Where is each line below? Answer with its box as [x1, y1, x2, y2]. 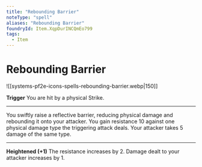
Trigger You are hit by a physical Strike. [6, 94, 105, 101]
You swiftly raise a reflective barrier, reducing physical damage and [6, 111, 173, 118]
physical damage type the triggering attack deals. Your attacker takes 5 [6, 124, 183, 131]
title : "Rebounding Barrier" [6, 8, 79, 15]
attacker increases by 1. [6, 154, 65, 161]
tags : [6, 31, 20, 37]
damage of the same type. [6, 130, 72, 138]
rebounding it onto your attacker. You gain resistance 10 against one [6, 118, 175, 125]
